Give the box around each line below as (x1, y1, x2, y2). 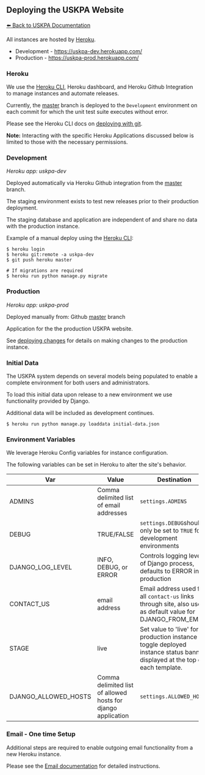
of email (97, 501, 121, 510)
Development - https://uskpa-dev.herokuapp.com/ (15, 47, 142, 54)
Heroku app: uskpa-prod (6, 301, 69, 309)
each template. (140, 664, 183, 672)
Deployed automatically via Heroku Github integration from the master (6, 179, 182, 187)
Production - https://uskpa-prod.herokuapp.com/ (15, 54, 139, 61)
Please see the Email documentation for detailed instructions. (6, 762, 160, 769)
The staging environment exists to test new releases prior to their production (6, 198, 199, 205)
